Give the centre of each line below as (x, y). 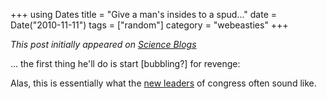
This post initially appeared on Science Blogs (103, 44)
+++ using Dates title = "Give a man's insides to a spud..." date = (144, 14)
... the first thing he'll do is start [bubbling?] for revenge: (125, 63)
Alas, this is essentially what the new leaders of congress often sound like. (163, 83)
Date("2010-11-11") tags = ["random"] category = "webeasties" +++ (149, 25)
